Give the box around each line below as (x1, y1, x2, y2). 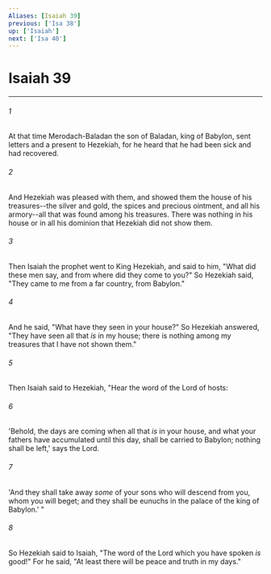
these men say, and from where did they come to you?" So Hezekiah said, (8, 270, 254, 280)
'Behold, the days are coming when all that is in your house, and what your (8, 426, 256, 437)
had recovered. (8, 149, 59, 158)
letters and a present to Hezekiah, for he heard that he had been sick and (8, 140, 252, 150)
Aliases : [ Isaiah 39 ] (8, 11, 81, 20)
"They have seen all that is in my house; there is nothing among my (8, 331, 231, 340)
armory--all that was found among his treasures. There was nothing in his (8, 209, 253, 219)
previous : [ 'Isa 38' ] (8, 19, 81, 27)
